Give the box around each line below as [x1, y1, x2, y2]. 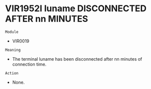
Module [5, 29, 19, 34]
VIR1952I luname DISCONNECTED [5, 3, 147, 14]
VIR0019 [12, 38, 30, 44]
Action [5, 70, 19, 76]
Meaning [5, 47, 21, 52]
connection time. [12, 61, 47, 67]
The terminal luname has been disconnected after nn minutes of [12, 56, 143, 62]
